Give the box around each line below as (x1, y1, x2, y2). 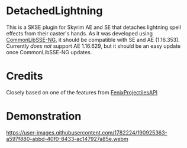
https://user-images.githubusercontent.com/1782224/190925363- (6, 129, 167, 136)
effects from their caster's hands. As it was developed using (6, 29, 153, 37)
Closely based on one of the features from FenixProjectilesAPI (6, 88, 158, 96)
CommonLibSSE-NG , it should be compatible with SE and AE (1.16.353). (6, 36, 180, 43)
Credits (6, 70, 43, 83)
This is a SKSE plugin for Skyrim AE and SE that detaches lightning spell (6, 24, 182, 31)
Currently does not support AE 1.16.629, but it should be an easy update (6, 42, 181, 50)
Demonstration (6, 110, 82, 123)
